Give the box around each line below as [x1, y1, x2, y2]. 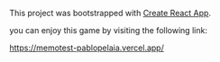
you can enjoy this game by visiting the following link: [9, 25, 207, 35]
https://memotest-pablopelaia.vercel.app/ [9, 42, 164, 53]
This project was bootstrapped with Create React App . [9, 8, 212, 18]
